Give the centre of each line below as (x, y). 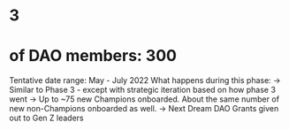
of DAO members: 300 (93, 56)
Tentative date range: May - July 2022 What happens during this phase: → (145, 80)
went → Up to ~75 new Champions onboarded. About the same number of (144, 99)
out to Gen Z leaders (46, 118)
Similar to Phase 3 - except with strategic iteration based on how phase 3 (143, 90)
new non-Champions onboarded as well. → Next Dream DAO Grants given (144, 109)
